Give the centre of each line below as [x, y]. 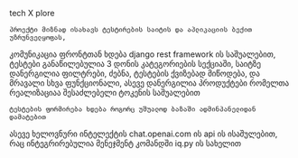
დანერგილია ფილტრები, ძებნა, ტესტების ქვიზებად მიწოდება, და [135, 73]
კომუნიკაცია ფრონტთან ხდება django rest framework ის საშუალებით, [143, 54]
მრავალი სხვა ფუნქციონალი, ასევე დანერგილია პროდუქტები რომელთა [149, 83]
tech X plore [32, 13]
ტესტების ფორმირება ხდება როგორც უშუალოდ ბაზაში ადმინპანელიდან [133, 109]
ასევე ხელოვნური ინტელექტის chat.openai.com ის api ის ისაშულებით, [144, 134]
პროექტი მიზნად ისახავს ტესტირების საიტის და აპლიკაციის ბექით [131, 30]
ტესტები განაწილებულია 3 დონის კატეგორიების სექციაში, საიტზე [135, 64]
